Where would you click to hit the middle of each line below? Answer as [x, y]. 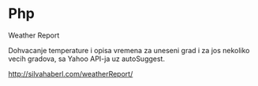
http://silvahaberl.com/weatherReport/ [71, 73]
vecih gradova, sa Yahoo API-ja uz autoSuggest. [87, 59]
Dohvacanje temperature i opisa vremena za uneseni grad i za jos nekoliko [129, 50]
